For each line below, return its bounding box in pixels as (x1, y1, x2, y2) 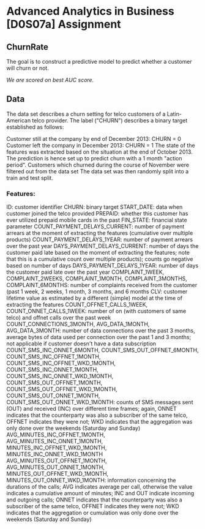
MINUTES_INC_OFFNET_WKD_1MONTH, (6, 444, 107, 451)
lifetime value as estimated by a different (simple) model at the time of (6, 295, 182, 302)
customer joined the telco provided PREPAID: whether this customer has (6, 210, 188, 217)
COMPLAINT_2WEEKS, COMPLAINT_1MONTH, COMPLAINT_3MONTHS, (6, 275, 188, 282)
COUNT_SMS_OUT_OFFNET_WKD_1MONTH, (6, 386, 117, 393)
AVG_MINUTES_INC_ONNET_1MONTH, (6, 438, 103, 445)
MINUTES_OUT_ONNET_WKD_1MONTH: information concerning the (6, 476, 176, 484)
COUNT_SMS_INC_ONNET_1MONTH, (6, 366, 99, 373)
